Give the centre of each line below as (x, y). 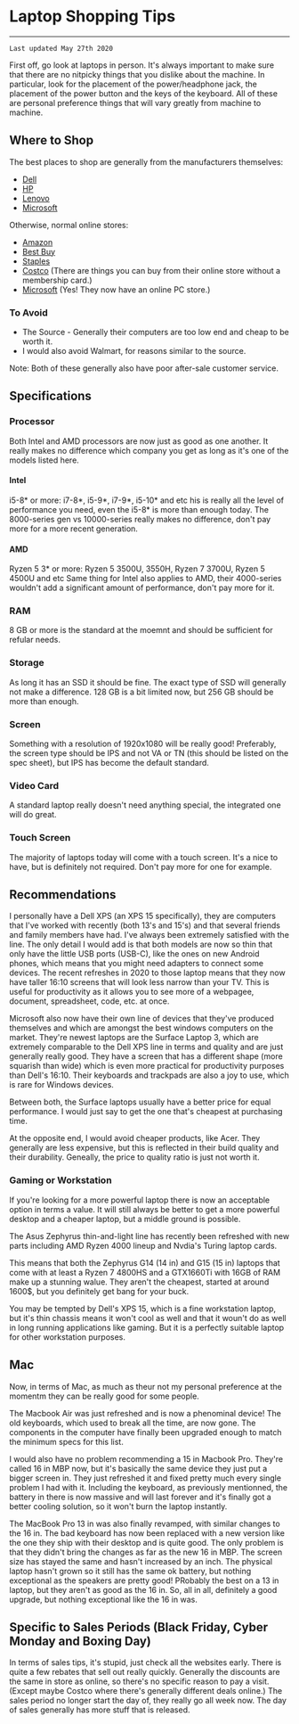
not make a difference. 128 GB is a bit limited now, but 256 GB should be (141, 692)
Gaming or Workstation (61, 1180)
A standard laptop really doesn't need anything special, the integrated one (145, 805)
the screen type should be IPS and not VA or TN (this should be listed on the (149, 753)
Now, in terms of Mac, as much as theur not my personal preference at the (145, 1386)
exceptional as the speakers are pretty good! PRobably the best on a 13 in (144, 1580)
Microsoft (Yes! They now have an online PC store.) (116, 289)
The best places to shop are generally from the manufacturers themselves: (146, 161)
